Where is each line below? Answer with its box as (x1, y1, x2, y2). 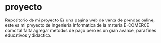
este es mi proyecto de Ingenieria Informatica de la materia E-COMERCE (5, 22, 149, 28)
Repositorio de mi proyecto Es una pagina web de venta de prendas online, (5, 17, 155, 23)
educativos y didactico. (5, 32, 52, 38)
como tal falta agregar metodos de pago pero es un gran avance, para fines (5, 27, 157, 33)
